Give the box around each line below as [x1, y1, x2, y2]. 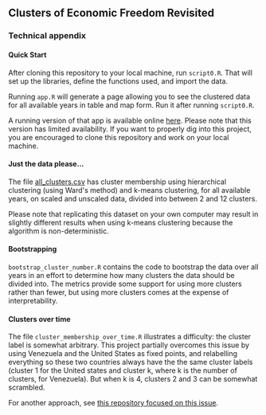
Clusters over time [8, 314, 71, 323]
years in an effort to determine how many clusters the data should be [8, 270, 235, 280]
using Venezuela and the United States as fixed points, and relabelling [8, 349, 237, 358]
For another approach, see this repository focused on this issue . [8, 398, 219, 408]
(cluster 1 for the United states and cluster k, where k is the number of [8, 366, 237, 375]
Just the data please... [8, 159, 84, 169]
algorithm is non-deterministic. [8, 226, 109, 236]
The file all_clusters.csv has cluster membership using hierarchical [8, 177, 227, 186]
